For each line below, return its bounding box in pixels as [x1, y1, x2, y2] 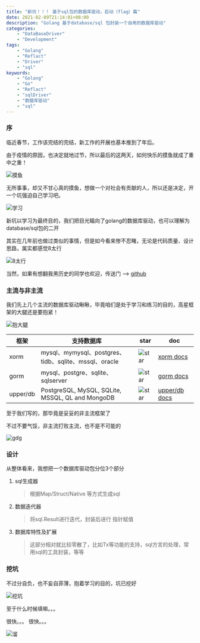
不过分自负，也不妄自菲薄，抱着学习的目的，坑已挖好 [6, 580, 137, 587]
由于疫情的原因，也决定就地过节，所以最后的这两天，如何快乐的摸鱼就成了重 [6, 151, 194, 158]
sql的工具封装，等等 [35, 549, 85, 556]
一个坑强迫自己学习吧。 [6, 192, 64, 199]
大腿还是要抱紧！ [16, 309, 58, 316]
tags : [6, 42, 20, 48]
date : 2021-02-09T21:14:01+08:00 [6, 14, 89, 20]
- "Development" [17, 36, 58, 42]
